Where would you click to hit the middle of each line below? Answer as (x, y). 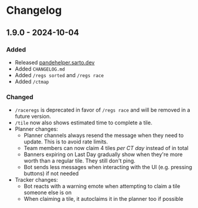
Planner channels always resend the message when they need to (103, 136)
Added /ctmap (32, 81)
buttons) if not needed (51, 173)
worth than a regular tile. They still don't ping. (80, 161)
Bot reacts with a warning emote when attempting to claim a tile (102, 186)
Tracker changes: (36, 180)
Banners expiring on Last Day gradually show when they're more (103, 155)
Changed (20, 97)
